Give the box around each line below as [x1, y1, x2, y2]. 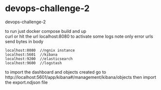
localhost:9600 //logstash [5, 60, 62, 65]
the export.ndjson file [5, 79, 48, 85]
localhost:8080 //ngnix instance [5, 48, 75, 53]
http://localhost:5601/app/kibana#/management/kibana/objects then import [5, 74, 157, 80]
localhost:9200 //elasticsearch [5, 56, 73, 61]
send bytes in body [5, 38, 44, 44]
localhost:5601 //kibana [5, 52, 57, 57]
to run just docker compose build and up [5, 28, 87, 34]
